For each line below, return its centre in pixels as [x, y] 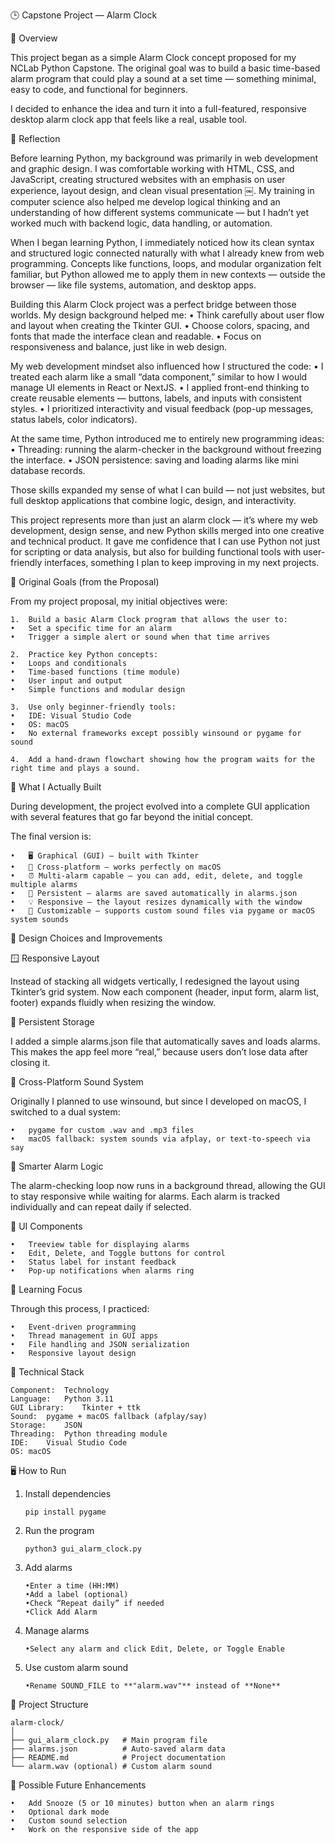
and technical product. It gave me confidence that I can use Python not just [165, 541]
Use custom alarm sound [76, 1667]
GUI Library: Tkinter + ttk [75, 1408]
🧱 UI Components [46, 1226]
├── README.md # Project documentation [118, 1758]
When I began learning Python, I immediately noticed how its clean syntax [162, 242]
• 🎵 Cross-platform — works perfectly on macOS [116, 867]
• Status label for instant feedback [93, 1262]
